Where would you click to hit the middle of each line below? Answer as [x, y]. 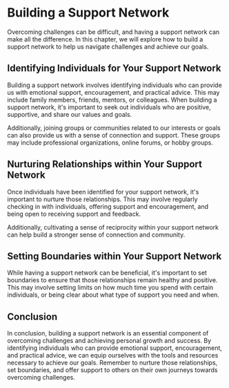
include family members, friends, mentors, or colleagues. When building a [112, 100]
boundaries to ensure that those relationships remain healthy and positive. [112, 280]
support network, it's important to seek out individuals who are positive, [109, 107]
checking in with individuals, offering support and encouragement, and [108, 206]
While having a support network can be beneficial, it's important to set [107, 273]
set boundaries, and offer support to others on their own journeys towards [112, 370]
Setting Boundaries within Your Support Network [114, 256]
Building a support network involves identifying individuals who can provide [114, 85]
